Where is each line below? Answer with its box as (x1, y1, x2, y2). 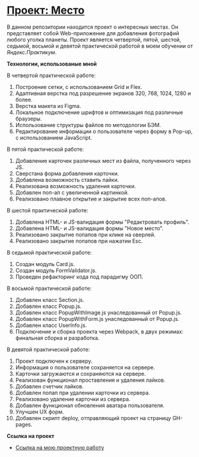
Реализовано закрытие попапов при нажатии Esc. (15, 237, 143, 245)
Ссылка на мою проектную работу (15, 444, 105, 451)
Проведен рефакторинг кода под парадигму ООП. (15, 273, 143, 280)
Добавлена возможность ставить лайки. (15, 176, 119, 183)
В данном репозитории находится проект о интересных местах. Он (7, 23, 179, 30)
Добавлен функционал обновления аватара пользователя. (15, 402, 165, 409)
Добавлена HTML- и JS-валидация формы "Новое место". (15, 224, 164, 231)
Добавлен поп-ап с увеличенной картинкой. (15, 189, 129, 196)
